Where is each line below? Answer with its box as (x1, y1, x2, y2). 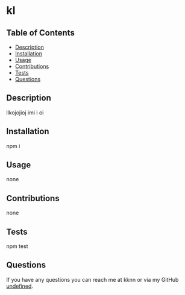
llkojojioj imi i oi (6, 109, 44, 116)
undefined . (6, 282, 33, 290)
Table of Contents (6, 28, 75, 38)
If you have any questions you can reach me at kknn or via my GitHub (6, 276, 179, 283)
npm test (6, 243, 28, 250)
